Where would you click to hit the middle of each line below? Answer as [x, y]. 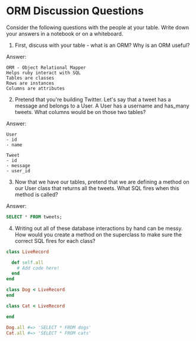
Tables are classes [30, 78]
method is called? [36, 194]
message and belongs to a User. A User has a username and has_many [102, 106]
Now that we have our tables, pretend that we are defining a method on [102, 182]
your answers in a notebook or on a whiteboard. [65, 33]
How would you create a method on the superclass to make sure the [98, 234]
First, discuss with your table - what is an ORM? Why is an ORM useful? [102, 45]
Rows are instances [30, 83]
